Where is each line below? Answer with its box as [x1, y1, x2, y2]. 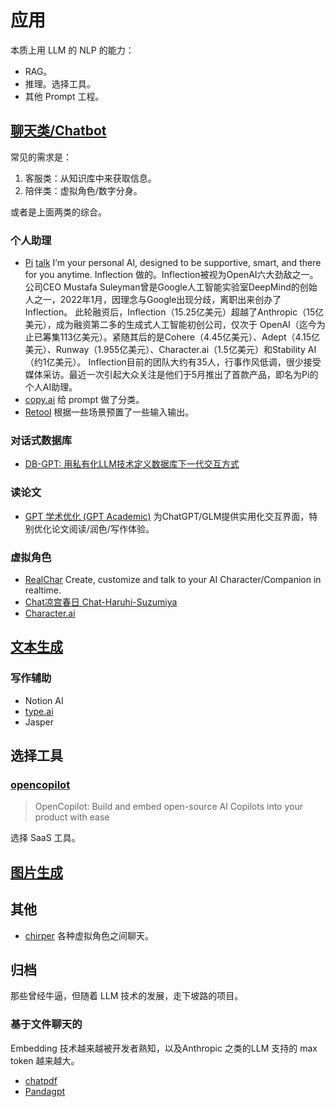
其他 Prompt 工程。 [24, 90, 105, 102]
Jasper [24, 716, 55, 728]
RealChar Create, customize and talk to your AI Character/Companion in [24, 573, 322, 585]
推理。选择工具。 [24, 77, 96, 90]
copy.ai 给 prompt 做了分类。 [24, 394, 145, 406]
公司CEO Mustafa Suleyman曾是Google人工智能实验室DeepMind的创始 [24, 281, 318, 293]
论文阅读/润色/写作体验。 [51, 522, 155, 535]
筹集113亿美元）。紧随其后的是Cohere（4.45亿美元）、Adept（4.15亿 [42, 331, 320, 343]
